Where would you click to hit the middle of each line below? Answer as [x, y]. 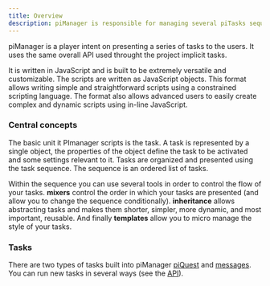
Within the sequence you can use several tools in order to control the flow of [135, 184]
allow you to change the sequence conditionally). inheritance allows [122, 201]
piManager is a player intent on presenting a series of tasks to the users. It [131, 46]
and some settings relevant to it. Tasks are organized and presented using [131, 159]
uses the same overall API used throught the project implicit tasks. [118, 55]
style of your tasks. [40, 227]
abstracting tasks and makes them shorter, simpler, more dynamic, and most [135, 209]
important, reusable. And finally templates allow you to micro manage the [130, 218]
